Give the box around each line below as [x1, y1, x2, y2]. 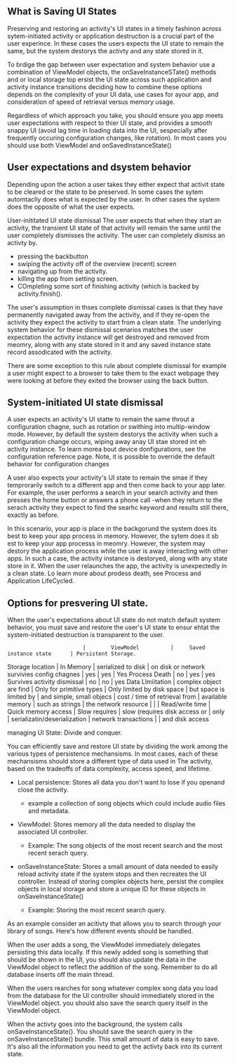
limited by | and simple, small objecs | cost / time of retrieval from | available [7, 692, 227, 701]
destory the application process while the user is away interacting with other [7, 547, 229, 556]
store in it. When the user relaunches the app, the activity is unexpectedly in [7, 562, 227, 570]
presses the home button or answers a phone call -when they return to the [7, 496, 223, 504]
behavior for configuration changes [7, 460, 110, 468]
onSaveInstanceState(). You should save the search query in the [7, 1027, 193, 1036]
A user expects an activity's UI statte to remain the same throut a [7, 415, 195, 423]
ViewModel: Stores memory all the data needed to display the [17, 820, 196, 829]
